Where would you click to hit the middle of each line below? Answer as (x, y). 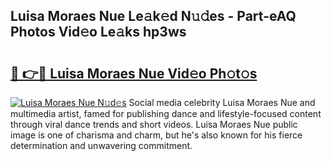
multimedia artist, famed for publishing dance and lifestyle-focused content (166, 113)
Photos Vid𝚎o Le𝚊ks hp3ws (98, 32)
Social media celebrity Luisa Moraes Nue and (222, 102)
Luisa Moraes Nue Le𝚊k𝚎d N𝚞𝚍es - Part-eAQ (153, 16)
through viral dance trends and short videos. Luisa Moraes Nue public (154, 124)
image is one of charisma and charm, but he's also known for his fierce (156, 135)
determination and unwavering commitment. (101, 145)
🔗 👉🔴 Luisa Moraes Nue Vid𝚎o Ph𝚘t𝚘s (134, 73)
